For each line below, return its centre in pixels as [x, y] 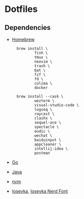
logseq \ [43, 109]
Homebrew [23, 39]
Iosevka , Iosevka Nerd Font [40, 191]
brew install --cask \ [40, 97]
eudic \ [42, 131]
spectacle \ [46, 127]
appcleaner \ [48, 144]
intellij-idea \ [51, 149]
